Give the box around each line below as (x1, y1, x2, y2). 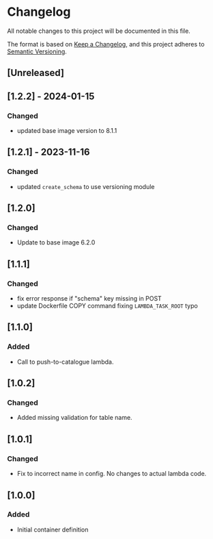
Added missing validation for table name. (16, 414, 132, 422)
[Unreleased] (7, 67, 65, 79)
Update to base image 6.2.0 (16, 238, 96, 247)
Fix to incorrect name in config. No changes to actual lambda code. (16, 470, 207, 478)
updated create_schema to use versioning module (16, 182, 155, 190)
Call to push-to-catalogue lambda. (16, 358, 114, 366)
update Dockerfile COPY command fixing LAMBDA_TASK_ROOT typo (16, 302, 198, 310)
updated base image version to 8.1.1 (16, 127, 117, 135)
